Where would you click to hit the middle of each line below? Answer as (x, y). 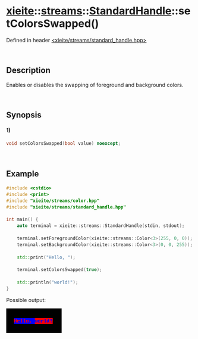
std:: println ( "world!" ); (48, 282)
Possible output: (26, 300)
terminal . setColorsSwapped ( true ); (59, 270)
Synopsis (24, 115)
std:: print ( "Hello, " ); (46, 257)
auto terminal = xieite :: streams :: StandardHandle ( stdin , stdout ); (101, 226)
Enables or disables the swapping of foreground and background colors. (95, 85)
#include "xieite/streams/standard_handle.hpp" (66, 207)
